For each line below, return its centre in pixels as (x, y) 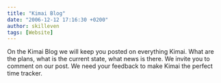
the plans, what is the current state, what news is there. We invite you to (108, 59)
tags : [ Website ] (30, 32)
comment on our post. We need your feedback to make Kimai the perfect (110, 66)
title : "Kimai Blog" (37, 13)
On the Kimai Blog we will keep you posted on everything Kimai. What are (110, 52)
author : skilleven (33, 26)
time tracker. (25, 73)
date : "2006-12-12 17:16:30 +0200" (58, 20)
